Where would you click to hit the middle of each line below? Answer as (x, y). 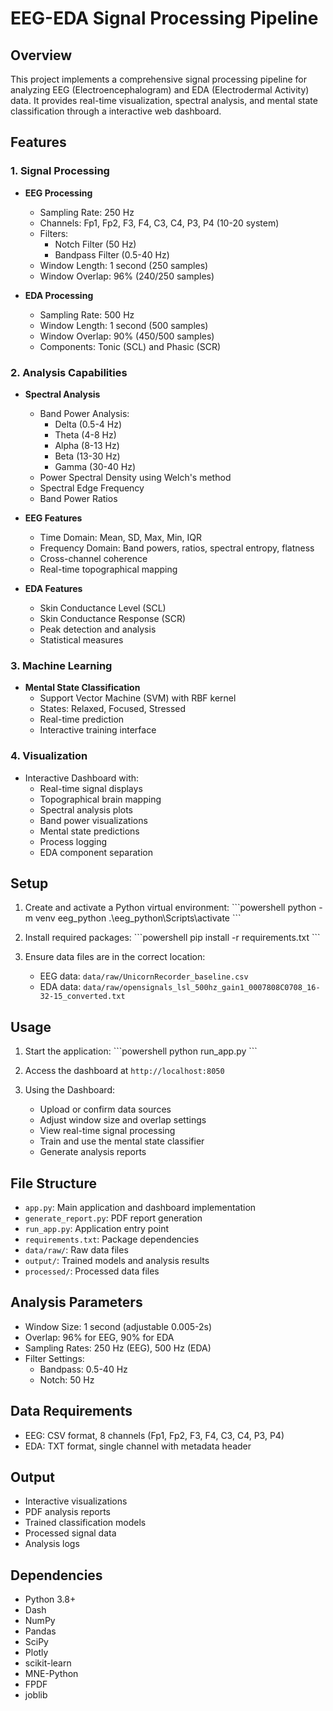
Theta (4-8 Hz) (85, 434)
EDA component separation (96, 852)
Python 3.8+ (50, 1599)
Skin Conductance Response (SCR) (112, 618)
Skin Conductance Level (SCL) (103, 608)
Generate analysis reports (93, 1152)
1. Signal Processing (60, 171)
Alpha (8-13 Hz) (87, 445)
